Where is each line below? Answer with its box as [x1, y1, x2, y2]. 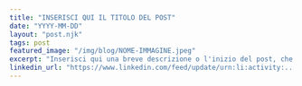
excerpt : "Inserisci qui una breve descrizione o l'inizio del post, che [9, 55, 294, 64]
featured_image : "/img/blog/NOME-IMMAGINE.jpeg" [9, 47, 196, 56]
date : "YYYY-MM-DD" [9, 21, 83, 30]
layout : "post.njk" [9, 30, 83, 39]
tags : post [9, 38, 51, 47]
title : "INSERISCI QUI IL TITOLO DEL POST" [9, 13, 176, 22]
